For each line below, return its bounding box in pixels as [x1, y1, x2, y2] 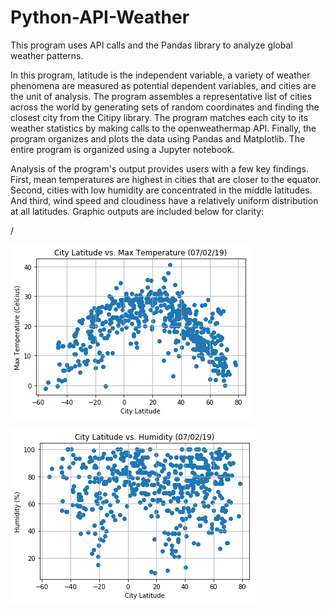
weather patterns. [10, 49, 84, 61]
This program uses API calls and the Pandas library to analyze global [10, 39, 293, 51]
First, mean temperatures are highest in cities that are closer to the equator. [10, 173, 322, 185]
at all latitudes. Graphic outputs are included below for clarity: [10, 205, 265, 217]
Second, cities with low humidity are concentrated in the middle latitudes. [10, 184, 313, 196]
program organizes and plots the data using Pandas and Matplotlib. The [10, 132, 306, 145]
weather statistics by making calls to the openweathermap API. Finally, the [10, 122, 317, 134]
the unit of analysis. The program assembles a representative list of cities [10, 90, 313, 102]
